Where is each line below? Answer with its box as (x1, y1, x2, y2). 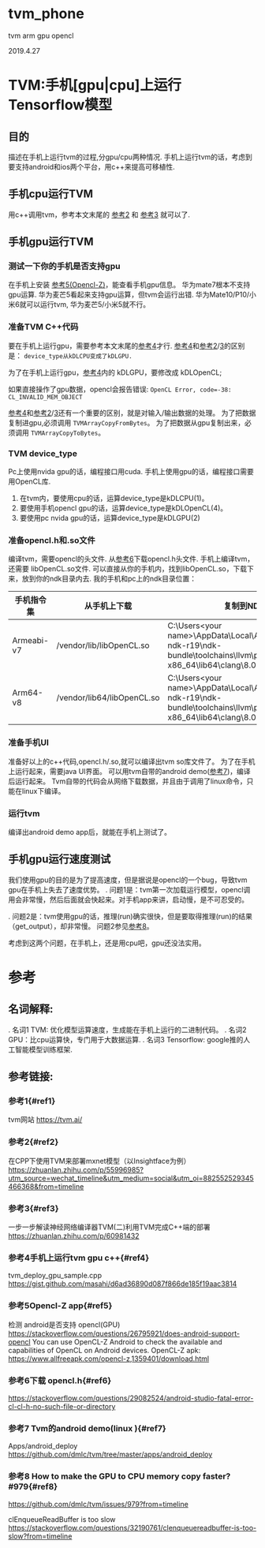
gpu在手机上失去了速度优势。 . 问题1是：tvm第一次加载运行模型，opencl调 (8, 884, 251, 894)
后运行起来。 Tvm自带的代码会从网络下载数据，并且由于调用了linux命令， (8, 776, 247, 786)
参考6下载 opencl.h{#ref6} (8, 1374, 112, 1385)
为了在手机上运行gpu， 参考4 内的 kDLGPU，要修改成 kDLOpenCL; (8, 368, 222, 377)
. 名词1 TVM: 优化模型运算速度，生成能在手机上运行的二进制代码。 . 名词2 (8, 1025, 247, 1034)
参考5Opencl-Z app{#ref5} (8, 1300, 113, 1311)
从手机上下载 (84, 600, 132, 611)
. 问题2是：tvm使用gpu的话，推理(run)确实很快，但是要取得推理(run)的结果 (8, 911, 252, 921)
